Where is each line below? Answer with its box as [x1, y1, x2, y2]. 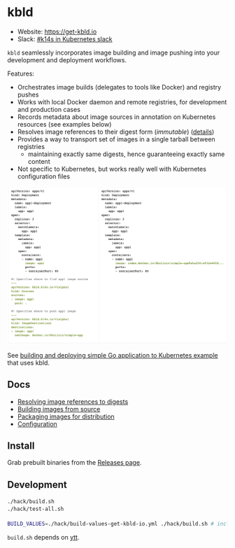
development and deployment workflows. [7, 55, 127, 64]
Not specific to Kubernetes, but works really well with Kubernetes [17, 164, 206, 173]
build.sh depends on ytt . [7, 533, 80, 541]
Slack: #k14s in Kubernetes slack [17, 34, 113, 43]
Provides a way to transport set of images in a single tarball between [17, 134, 215, 143]
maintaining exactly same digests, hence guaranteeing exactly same [27, 150, 225, 158]
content [27, 157, 50, 165]
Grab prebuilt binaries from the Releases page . [7, 458, 142, 467]
